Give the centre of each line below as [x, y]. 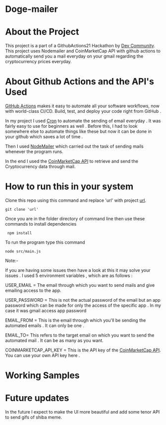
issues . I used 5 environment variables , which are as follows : [69, 275]
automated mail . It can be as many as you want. [55, 340]
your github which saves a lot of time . [44, 137]
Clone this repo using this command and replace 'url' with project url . [76, 200]
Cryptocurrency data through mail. [40, 167]
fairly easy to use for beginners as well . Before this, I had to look [71, 126]
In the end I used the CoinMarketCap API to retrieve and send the [72, 161]
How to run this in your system [69, 187]
